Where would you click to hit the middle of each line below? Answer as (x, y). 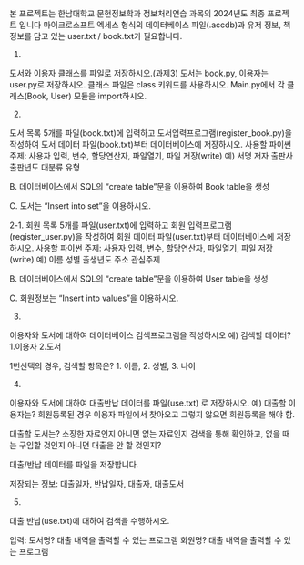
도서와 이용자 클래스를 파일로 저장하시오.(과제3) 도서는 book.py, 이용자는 (139, 73)
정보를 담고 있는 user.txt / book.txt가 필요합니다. (96, 36)
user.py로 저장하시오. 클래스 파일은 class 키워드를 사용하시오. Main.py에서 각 (147, 84)
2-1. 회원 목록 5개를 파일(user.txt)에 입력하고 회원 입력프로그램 (121, 225)
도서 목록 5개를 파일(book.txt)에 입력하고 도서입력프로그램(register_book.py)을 (151, 133)
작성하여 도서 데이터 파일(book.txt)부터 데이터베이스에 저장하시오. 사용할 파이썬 (151, 144)
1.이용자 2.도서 (35, 346)
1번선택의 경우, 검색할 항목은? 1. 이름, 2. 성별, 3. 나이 (102, 366)
